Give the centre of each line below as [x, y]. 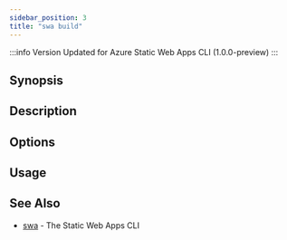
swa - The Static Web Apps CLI [81, 225]
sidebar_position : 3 [48, 18]
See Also [35, 203]
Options [33, 142]
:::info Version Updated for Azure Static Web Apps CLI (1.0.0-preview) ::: [144, 52]
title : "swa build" [46, 26]
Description [43, 111]
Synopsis [36, 80]
